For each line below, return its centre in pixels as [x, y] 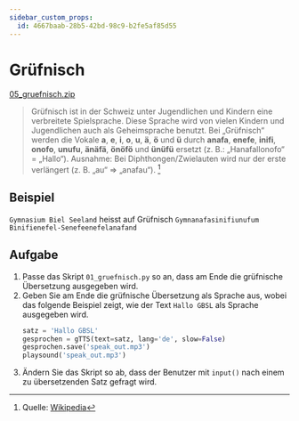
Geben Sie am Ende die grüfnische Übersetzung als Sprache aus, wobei [154, 296]
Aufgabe [34, 255]
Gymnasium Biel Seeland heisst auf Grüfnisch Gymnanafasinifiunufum [134, 219]
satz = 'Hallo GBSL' [60, 330]
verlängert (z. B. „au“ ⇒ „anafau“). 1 [96, 169]
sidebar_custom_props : [51, 17]
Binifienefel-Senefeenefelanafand [73, 228]
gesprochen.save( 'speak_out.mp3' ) [86, 347]
